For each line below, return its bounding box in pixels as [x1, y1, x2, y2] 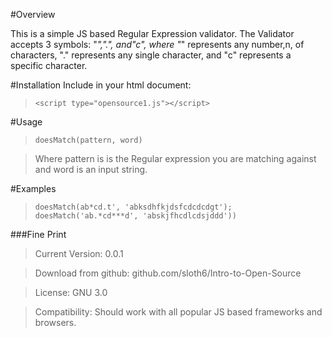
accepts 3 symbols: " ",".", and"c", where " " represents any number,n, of [10, 39, 305, 50]
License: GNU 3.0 [34, 287, 108, 298]
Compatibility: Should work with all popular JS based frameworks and [34, 306, 323, 318]
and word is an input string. [34, 164, 148, 175]
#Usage [10, 116, 43, 128]
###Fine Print [10, 229, 67, 240]
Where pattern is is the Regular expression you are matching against [34, 153, 317, 164]
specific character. [10, 60, 88, 71]
